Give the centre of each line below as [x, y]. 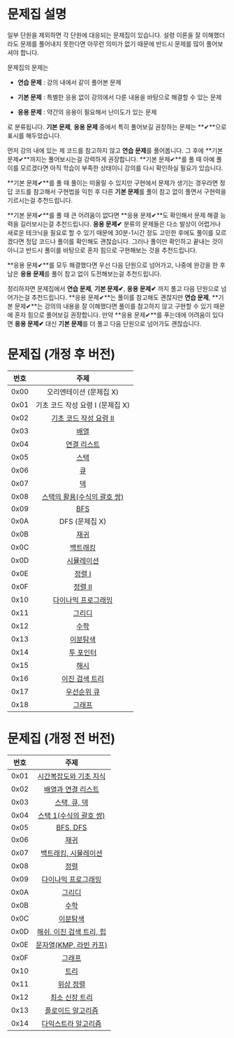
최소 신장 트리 [71, 997]
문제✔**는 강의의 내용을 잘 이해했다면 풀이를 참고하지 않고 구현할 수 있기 [113, 306]
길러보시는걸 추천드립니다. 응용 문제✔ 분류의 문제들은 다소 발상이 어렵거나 [120, 224]
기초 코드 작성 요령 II [83, 418]
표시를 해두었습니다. [34, 135]
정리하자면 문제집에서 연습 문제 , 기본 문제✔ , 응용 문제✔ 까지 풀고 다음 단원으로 [114, 288]
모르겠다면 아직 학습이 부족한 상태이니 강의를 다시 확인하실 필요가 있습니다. [122, 168]
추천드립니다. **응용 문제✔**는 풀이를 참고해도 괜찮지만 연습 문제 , [121, 297]
